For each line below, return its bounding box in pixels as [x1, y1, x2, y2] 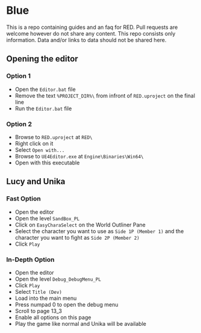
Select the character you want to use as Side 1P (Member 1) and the [14, 227, 184, 235]
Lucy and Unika [6, 176, 66, 187]
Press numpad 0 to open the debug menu [14, 300, 119, 308]
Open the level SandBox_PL [14, 214, 80, 222]
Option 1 [6, 72, 31, 80]
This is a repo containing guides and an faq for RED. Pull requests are [6, 23, 178, 31]
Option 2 [6, 120, 32, 128]
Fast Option [6, 195, 41, 203]
